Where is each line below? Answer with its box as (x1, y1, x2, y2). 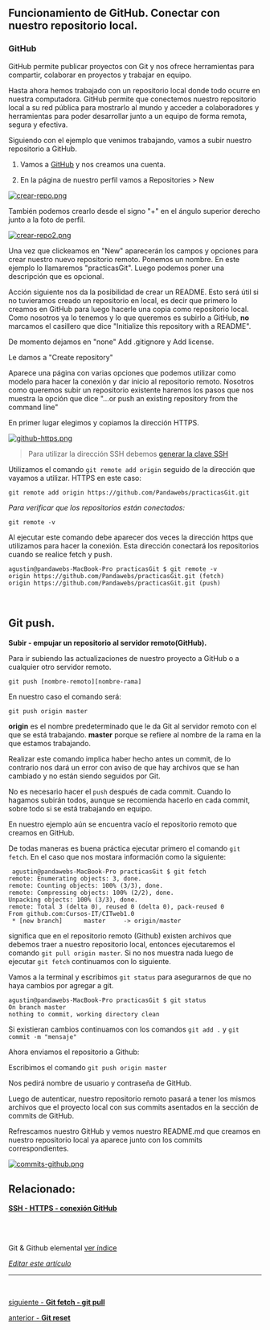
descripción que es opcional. (8, 271, 104, 281)
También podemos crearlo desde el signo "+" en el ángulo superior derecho (8, 206, 261, 216)
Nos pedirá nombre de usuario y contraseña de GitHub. (8, 1078, 192, 1088)
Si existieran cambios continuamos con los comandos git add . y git (8, 1024, 239, 1034)
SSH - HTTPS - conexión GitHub (8, 1204, 118, 1213)
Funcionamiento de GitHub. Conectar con (8, 6, 221, 20)
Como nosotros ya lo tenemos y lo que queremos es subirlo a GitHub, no (8, 313, 250, 322)
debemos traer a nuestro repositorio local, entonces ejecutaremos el (8, 939, 235, 949)
